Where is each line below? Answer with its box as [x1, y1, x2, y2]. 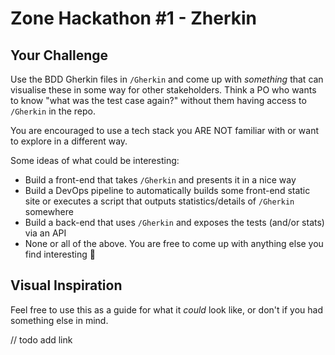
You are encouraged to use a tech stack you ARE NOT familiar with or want [10, 125, 319, 136]
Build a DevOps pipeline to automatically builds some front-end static [24, 185, 311, 196]
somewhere [24, 206, 74, 217]
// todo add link [10, 333, 73, 346]
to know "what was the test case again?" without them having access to [10, 95, 307, 106]
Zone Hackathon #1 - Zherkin [10, 7, 258, 30]
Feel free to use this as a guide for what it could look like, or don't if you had [10, 303, 323, 316]
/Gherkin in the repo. [10, 105, 96, 117]
